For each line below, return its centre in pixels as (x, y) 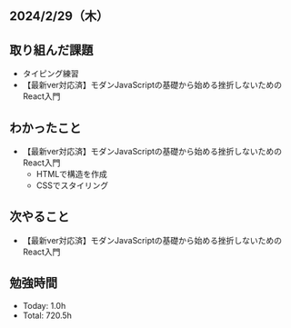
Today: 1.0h (44, 305)
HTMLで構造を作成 (71, 174)
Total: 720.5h (47, 315)
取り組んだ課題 (51, 50)
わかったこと (45, 128)
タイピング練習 (50, 74)
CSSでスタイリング (72, 185)
